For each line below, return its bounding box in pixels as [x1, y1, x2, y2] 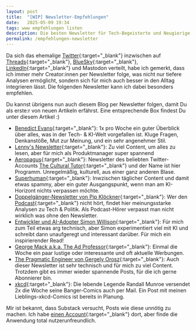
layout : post [6, 8, 38, 15]
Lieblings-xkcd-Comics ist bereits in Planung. [14, 293, 125, 300]
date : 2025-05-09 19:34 [6, 19, 69, 25]
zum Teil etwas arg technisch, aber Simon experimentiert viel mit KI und [14, 224, 189, 231]
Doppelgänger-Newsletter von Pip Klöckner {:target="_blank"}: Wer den [14, 193, 188, 200]
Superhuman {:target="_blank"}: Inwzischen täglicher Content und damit [14, 174, 190, 181]
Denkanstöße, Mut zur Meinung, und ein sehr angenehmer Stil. [14, 137, 167, 144]
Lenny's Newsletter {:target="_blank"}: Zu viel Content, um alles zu [14, 143, 176, 150]
